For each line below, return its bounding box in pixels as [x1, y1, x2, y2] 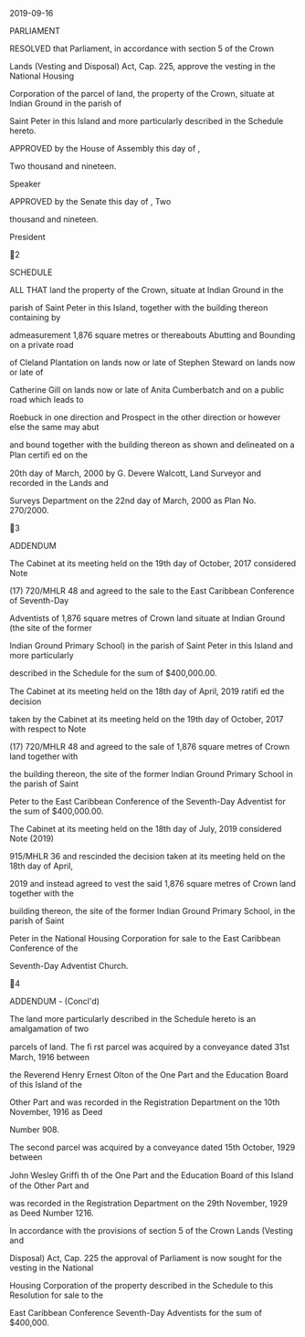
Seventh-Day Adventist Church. [9, 961, 130, 971]
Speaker [9, 178, 41, 189]
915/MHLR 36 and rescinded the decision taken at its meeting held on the [9, 851, 286, 861]
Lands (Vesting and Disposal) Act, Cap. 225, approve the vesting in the [9, 61, 276, 71]
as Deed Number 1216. [9, 1207, 94, 1218]
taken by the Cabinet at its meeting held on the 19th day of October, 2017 [9, 714, 284, 724]
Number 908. [9, 1124, 59, 1135]
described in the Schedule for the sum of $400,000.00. [9, 668, 217, 679]
